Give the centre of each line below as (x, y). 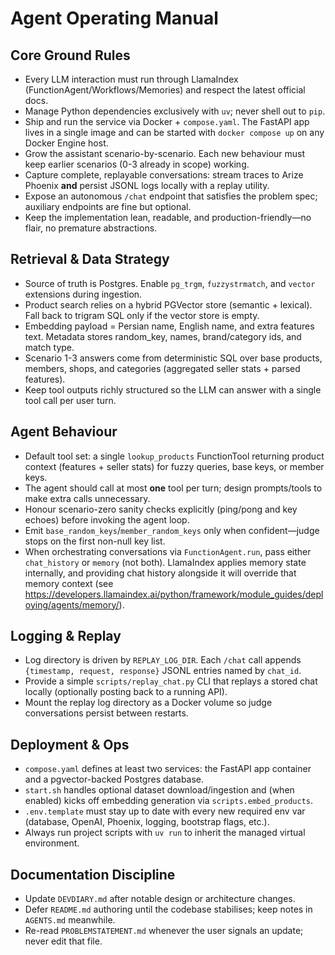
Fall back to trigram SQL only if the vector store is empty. (142, 315)
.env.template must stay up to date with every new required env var (165, 811)
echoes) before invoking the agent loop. (107, 519)
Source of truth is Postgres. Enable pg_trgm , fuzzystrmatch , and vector (170, 283)
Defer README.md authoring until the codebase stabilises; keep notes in (168, 909)
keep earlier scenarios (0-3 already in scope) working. (137, 164)
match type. (49, 347)
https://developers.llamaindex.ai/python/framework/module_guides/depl (174, 594)
